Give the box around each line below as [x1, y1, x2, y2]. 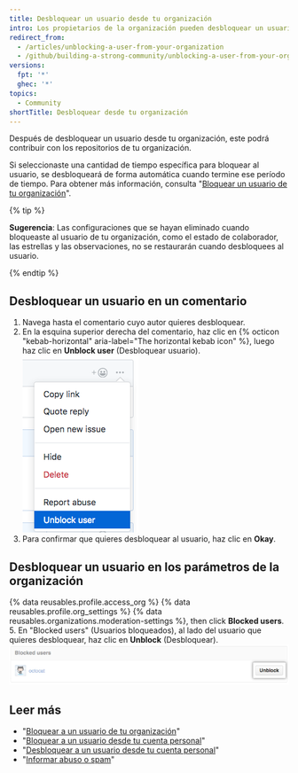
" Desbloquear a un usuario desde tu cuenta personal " [21, 745, 220, 755]
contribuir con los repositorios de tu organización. [9, 143, 192, 153]
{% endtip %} [9, 268, 59, 278]
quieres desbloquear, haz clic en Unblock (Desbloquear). [9, 635, 219, 644]
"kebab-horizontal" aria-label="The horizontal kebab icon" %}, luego [21, 336, 275, 347]
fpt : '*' [17, 71, 50, 80]
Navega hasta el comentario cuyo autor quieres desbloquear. [21, 317, 246, 328]
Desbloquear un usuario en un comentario [9, 293, 247, 308]
